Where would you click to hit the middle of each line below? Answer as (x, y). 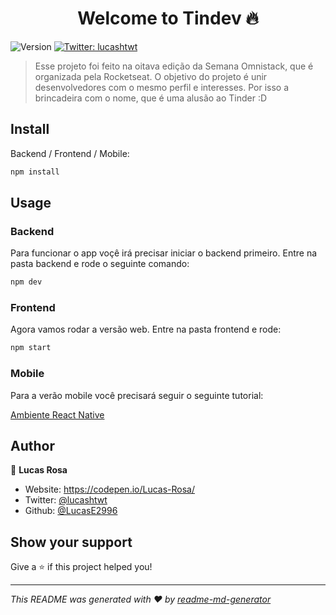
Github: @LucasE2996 (71, 511)
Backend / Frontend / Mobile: (70, 153)
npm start (31, 348)
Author (32, 446)
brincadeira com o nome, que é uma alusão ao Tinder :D (151, 98)
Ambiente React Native (57, 414)
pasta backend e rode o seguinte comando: (100, 264)
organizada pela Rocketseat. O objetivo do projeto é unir (151, 76)
